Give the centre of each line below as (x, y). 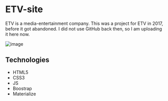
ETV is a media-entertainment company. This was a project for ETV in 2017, (84, 23)
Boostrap (22, 88)
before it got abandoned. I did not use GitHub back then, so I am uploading (84, 28)
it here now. (18, 34)
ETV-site (24, 9)
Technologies (27, 60)
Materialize (24, 94)
